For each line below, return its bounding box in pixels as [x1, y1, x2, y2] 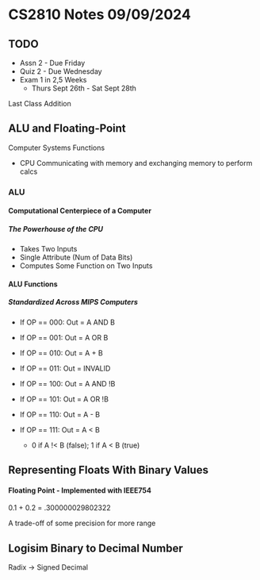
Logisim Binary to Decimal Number [8, 541, 184, 555]
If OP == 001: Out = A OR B [19, 332, 109, 342]
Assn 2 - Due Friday [19, 58, 86, 67]
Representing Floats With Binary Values [8, 463, 208, 477]
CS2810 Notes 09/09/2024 [8, 6, 192, 24]
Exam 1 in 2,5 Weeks [19, 75, 87, 84]
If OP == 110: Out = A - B [19, 409, 101, 419]
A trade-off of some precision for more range [8, 518, 156, 528]
